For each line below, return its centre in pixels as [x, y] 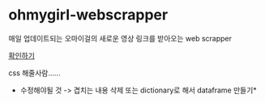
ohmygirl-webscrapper [88, 15]
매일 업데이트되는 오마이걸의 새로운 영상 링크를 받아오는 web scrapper [120, 38]
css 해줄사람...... [34, 73]
